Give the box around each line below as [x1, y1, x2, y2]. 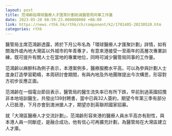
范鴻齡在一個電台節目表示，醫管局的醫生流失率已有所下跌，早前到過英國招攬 [5, 89, 167, 95]
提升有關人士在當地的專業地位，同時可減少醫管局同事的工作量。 [23, 54, 158, 61]
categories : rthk [5, 27, 42, 32]
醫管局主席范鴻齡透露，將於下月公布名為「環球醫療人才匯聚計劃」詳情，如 [5, 42, 162, 48]
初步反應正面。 [9, 78, 41, 84]
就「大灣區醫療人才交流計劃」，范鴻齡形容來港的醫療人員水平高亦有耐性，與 [5, 112, 165, 119]
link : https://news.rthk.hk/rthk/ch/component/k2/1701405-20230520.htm [5, 22, 161, 27]
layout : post [5, 7, 33, 13]
